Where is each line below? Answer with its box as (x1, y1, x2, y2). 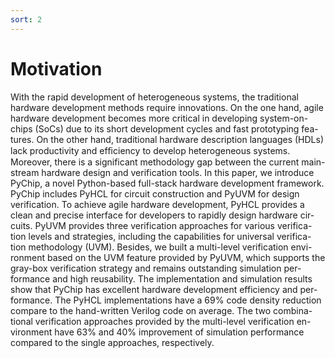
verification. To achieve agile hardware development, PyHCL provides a (10, 198, 305, 210)
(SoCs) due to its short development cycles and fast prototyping (34, 122, 300, 135)
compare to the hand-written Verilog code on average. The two (10, 304, 272, 316)
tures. (10, 133, 35, 145)
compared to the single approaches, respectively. (10, 336, 215, 348)
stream (10, 166, 40, 178)
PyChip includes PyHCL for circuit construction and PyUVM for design (10, 187, 300, 200)
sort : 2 (10, 14, 43, 25)
